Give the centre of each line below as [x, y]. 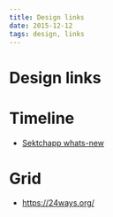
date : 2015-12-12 [41, 26]
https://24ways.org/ [58, 203]
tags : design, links [47, 34]
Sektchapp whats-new [63, 143]
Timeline [42, 118]
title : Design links [47, 17]
